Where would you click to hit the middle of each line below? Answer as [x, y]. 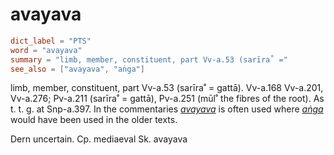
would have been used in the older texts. [94, 120]
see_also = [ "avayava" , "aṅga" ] [77, 69]
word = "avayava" [46, 50]
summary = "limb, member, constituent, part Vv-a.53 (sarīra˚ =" [149, 59]
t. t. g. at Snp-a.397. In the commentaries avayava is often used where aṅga [167, 109]
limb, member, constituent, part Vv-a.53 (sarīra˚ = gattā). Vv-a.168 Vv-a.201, [167, 88]
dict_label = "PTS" [51, 41]
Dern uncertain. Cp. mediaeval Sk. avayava [99, 139]
